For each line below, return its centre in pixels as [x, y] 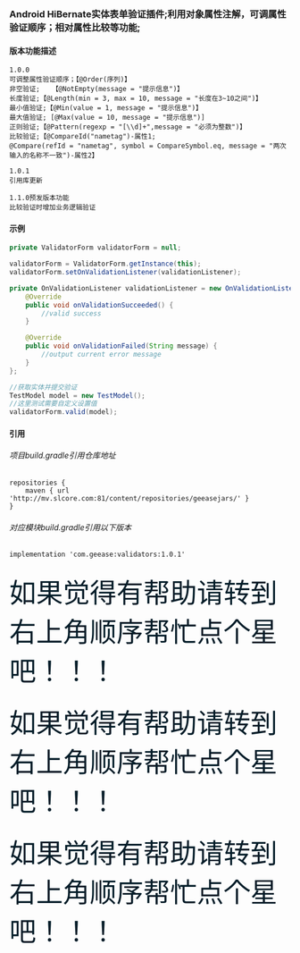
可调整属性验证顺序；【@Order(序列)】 [70, 80]
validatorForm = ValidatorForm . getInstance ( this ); [105, 264]
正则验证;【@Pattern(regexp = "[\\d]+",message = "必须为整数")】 [128, 127]
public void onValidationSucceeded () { [100, 305]
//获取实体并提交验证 [43, 387]
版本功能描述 [33, 50]
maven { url [47, 491]
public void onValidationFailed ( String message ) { [121, 346]
